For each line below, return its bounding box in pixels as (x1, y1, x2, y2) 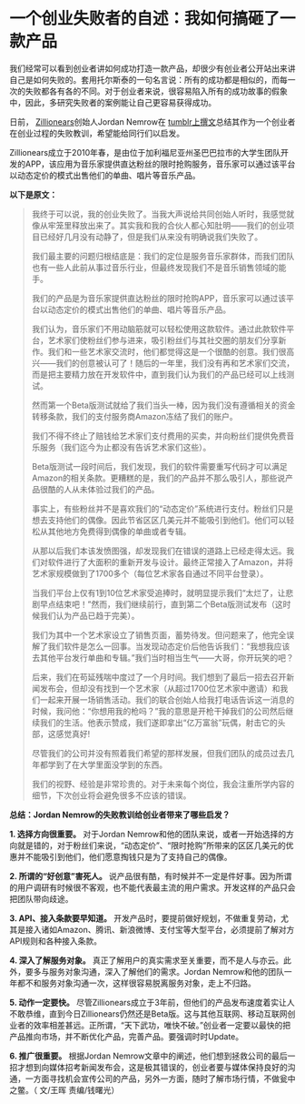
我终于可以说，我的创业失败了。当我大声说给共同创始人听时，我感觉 (31, 208, 287, 219)
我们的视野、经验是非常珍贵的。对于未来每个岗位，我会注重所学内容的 (31, 778, 295, 789)
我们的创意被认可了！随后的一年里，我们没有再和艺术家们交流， (55, 357, 295, 369)
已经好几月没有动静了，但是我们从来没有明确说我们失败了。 (39, 231, 263, 242)
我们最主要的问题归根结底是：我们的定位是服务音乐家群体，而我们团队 (31, 250, 295, 261)
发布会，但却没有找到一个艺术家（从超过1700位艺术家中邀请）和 (39, 683, 280, 694)
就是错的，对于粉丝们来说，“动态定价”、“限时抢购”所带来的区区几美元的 (16, 839, 286, 851)
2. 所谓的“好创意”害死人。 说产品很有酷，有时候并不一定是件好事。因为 (9, 870, 277, 881)
